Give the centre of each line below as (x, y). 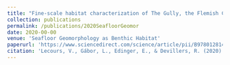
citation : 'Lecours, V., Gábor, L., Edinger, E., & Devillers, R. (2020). (116, 51)
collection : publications (44, 20)
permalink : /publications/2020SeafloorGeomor (73, 26)
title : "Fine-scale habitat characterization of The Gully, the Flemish (113, 13)
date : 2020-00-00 (32, 32)
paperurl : (21, 45)
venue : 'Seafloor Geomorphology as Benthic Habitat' (84, 39)
